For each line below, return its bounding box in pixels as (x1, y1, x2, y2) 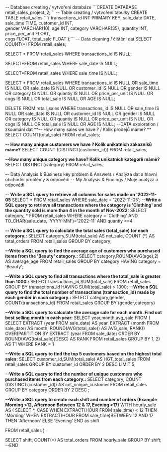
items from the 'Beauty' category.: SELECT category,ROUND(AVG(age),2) (5, 253, 159, 259)
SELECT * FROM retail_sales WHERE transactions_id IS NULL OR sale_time (5, 80, 159, 86)
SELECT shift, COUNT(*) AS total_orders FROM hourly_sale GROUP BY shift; (5, 437, 162, 443)
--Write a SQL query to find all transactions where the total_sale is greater (5, 273, 161, 279)
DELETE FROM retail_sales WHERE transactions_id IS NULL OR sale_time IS (5, 106, 160, 111)
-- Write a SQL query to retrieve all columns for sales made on (5, 192, 135, 197)
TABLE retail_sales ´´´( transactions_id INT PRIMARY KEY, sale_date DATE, (5, 15, 156, 20)
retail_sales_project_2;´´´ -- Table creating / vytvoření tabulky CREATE (5, 9, 148, 15)
